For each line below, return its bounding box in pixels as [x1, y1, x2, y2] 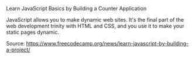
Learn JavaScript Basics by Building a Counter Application [6, 5, 147, 12]
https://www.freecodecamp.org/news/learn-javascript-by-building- [26, 40, 189, 47]
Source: [6, 40, 25, 47]
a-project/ [6, 46, 30, 53]
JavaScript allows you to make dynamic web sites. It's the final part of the [6, 16, 184, 23]
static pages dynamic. [6, 29, 60, 36]
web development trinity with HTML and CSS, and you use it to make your [6, 23, 184, 29]
